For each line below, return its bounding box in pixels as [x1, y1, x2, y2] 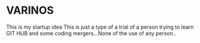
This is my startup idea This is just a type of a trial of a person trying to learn [6, 23, 194, 30]
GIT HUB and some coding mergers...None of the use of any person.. [6, 29, 176, 36]
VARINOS [6, 4, 54, 17]
